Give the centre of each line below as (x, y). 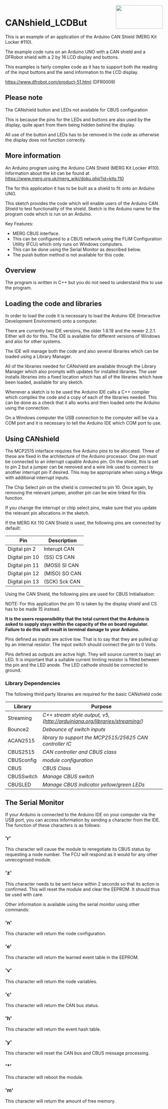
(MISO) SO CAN (62, 573)
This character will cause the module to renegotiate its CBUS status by (78, 849)
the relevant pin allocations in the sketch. (47, 513)
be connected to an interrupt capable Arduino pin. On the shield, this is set (82, 462)
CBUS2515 (21, 752)
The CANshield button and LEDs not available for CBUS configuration (76, 109)
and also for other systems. (33, 341)
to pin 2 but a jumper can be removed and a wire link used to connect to (79, 467)
